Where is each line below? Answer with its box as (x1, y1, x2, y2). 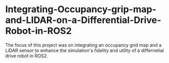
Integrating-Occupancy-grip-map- (5, 4, 157, 15)
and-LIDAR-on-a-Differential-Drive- (5, 14, 161, 26)
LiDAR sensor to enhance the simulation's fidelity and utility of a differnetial (5, 47, 164, 53)
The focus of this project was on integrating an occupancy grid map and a (5, 42, 162, 48)
